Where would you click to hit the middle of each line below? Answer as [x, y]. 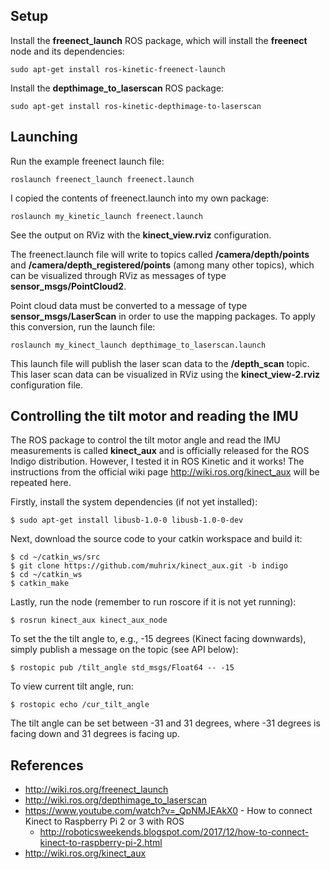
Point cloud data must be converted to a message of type [129, 305]
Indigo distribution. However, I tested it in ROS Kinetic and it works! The [157, 461]
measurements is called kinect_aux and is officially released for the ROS [160, 451]
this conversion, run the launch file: [83, 326]
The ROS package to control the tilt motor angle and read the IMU [145, 440]
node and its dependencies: [67, 51]
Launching [44, 137]
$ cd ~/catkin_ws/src [55, 557]
